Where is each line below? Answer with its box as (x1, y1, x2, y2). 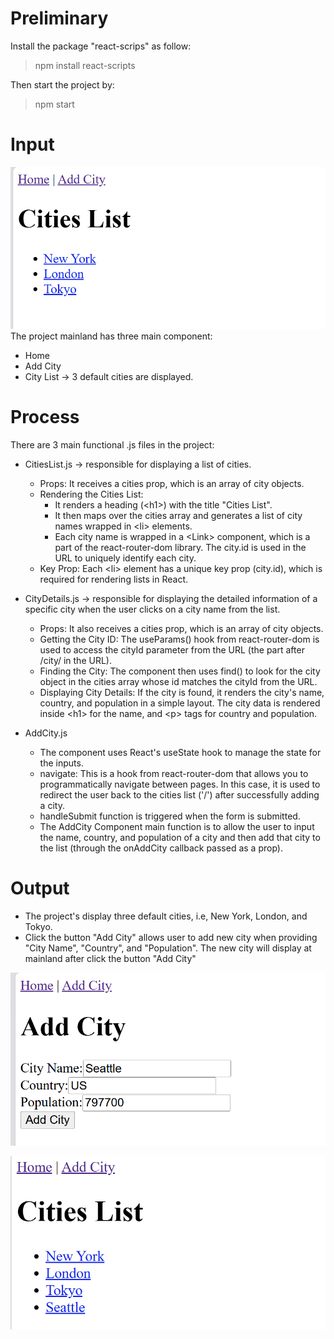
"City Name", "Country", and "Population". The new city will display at (24, 942, 312, 954)
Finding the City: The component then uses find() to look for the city (39, 665, 321, 677)
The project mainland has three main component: (10, 330, 213, 342)
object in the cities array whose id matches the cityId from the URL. (39, 675, 318, 687)
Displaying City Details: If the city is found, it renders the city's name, (39, 686, 325, 698)
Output (10, 877, 70, 899)
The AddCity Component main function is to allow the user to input (39, 820, 315, 832)
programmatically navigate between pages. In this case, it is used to (39, 778, 321, 790)
